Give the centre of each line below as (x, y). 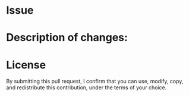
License (26, 65)
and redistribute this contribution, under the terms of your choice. (86, 87)
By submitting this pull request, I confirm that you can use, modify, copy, (95, 82)
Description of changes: (67, 38)
